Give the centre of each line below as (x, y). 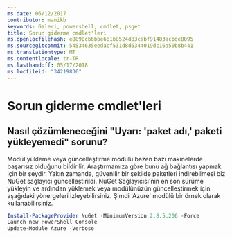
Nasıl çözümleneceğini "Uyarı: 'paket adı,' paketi (115, 131)
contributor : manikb (37, 20)
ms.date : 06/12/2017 (37, 14)
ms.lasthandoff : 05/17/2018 (48, 65)
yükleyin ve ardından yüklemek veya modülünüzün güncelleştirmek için (109, 188)
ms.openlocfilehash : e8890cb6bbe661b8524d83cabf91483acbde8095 (100, 39)
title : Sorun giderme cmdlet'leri (57, 33)
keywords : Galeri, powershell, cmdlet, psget (74, 26)
